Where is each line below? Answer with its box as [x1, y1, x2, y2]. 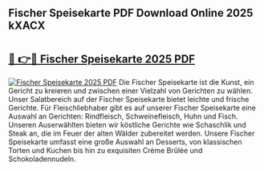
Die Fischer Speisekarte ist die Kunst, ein [119, 78, 254, 87]
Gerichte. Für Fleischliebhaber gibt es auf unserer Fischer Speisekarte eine [8, 103, 257, 112]
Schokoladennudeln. [8, 154, 76, 164]
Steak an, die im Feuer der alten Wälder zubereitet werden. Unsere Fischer [8, 128, 255, 138]
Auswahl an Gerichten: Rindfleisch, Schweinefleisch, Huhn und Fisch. [8, 111, 238, 121]
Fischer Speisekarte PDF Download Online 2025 [8, 6, 254, 20]
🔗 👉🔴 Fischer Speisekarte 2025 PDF [8, 52, 195, 66]
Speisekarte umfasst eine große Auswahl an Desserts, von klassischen [8, 137, 242, 147]
